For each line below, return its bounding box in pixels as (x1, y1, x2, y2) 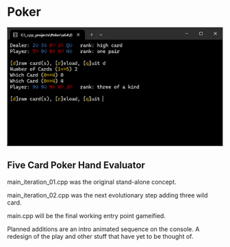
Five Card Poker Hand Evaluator (7, 159, 146, 172)
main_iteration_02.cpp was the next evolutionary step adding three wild (7, 191, 208, 199)
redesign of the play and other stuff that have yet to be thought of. (7, 232, 194, 240)
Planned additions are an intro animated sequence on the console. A (7, 224, 200, 233)
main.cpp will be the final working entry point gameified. (7, 211, 166, 220)
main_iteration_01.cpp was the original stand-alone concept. (7, 178, 177, 186)
